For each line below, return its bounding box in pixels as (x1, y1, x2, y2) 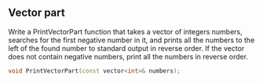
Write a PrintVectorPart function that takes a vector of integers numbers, (8, 27, 243, 36)
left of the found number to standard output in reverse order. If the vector (8, 43, 245, 53)
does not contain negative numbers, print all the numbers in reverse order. (8, 52, 249, 61)
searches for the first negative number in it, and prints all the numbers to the (8, 35, 255, 45)
